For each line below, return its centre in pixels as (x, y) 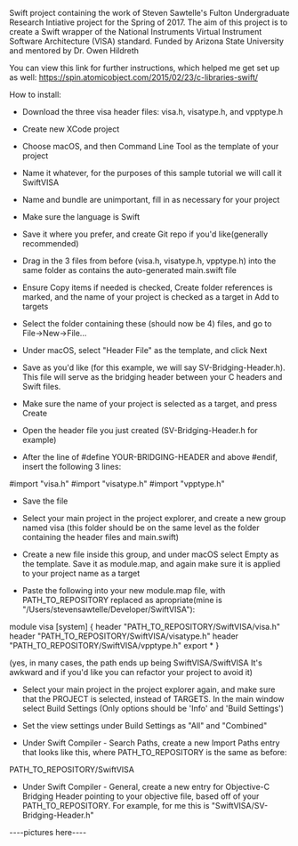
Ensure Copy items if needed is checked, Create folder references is (147, 287)
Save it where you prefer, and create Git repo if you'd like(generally (145, 234)
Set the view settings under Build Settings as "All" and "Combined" (145, 725)
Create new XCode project (71, 129)
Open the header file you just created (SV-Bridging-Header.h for (140, 430)
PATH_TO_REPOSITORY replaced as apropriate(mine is (122, 600)
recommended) (50, 243)
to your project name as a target (81, 573)
